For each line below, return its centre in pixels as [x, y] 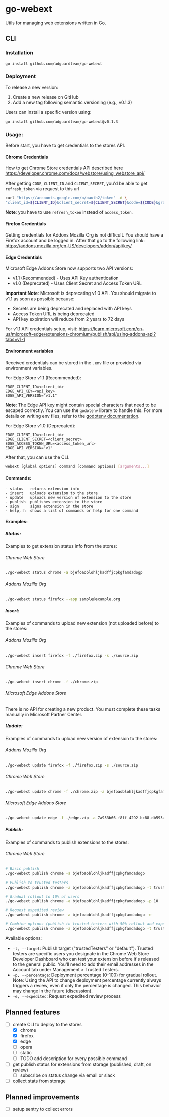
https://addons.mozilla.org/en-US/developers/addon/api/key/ [69, 246]
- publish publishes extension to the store [54, 502]
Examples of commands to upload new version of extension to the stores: [81, 738]
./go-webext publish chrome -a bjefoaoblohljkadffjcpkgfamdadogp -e [78, 915]
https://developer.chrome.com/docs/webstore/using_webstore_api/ [75, 173]
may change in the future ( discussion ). [53, 991]
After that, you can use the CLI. [37, 457]
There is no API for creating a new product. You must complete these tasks [83, 709]
